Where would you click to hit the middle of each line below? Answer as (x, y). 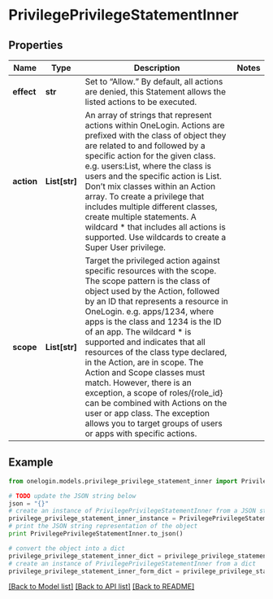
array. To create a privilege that (145, 197)
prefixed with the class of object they (156, 136)
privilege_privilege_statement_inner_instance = (92, 518)
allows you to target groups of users (154, 423)
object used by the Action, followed (152, 291)
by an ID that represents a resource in (157, 301)
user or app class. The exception (147, 413)
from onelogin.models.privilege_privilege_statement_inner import (123, 481)
